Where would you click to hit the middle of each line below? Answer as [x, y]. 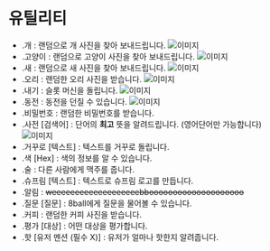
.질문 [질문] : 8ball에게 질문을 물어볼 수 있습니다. [107, 203]
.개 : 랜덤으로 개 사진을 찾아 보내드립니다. [93, 45]
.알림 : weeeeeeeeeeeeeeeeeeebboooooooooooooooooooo [133, 191]
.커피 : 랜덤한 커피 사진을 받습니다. [81, 214]
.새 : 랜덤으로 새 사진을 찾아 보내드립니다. [93, 68]
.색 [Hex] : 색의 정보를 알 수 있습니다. [87, 158]
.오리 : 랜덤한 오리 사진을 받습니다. [81, 79]
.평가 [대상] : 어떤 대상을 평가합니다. [84, 226]
